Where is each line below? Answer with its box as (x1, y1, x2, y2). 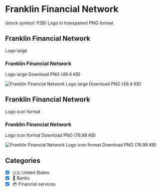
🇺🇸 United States (12, 169, 50, 175)
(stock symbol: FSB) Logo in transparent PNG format (5, 20, 114, 26)
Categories (5, 156, 41, 165)
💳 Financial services (12, 181, 56, 187)
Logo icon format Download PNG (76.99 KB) (5, 132, 96, 138)
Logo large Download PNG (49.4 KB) (5, 71, 81, 78)
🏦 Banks (12, 175, 30, 181)
